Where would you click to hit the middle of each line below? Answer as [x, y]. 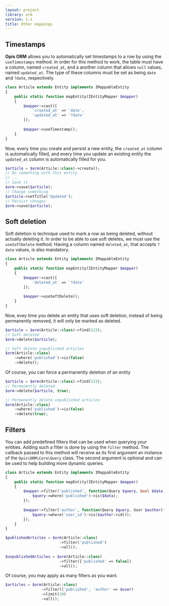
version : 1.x [19, 19]
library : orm [19, 15]
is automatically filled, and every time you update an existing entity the [78, 154]
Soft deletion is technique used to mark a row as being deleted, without [79, 234]
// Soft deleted [22, 335]
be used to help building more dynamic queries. [55, 463]
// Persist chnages [26, 201]
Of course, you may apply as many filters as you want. [62, 576]
